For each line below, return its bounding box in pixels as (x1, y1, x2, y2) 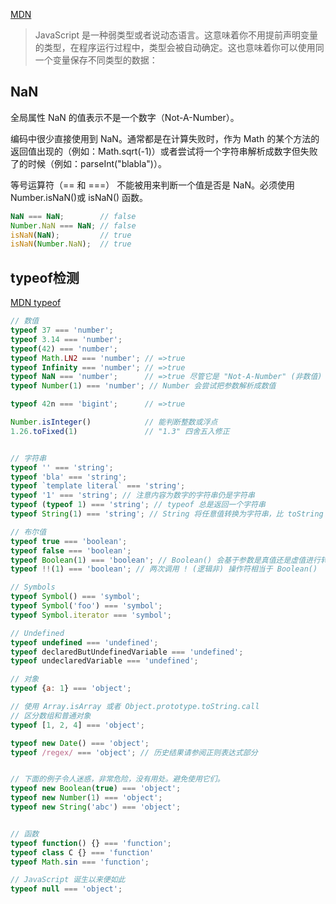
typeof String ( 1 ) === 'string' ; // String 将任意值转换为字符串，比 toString (10, 509, 324, 519)
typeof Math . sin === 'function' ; (10, 857, 150, 867)
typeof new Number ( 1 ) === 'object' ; (10, 793, 163, 803)
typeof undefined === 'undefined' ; (10, 637, 159, 648)
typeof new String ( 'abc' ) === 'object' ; (10, 802, 182, 812)
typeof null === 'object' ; (10, 884, 123, 894)
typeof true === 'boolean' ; (10, 536, 128, 546)
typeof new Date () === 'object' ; (10, 738, 150, 748)
